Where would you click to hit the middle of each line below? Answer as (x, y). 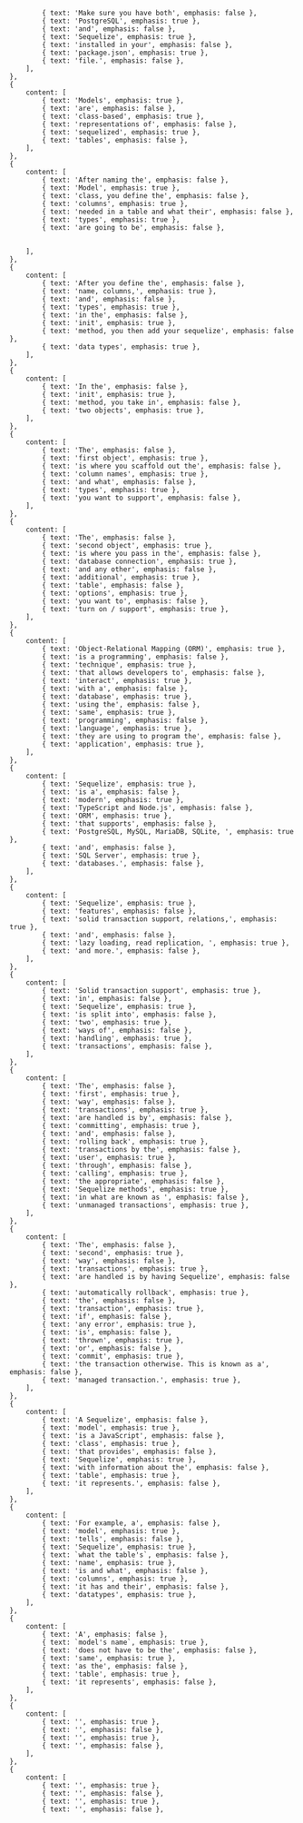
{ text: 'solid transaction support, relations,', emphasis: (160, 919)
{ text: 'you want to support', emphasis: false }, (142, 498)
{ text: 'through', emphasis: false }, (117, 1165)
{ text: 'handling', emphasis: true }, (117, 1038)
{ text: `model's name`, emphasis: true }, (125, 1642)
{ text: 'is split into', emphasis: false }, (130, 1015)
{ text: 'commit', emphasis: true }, (113, 1356)
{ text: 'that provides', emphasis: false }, (130, 1451)
